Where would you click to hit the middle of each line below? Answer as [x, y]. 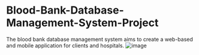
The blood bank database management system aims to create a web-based [100, 39]
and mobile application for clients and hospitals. [65, 46]
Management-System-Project [82, 23]
